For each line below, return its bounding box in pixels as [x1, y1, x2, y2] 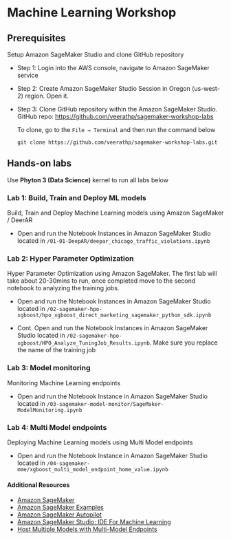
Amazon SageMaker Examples [16, 504, 104, 512]
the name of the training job [16, 346, 96, 354]
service [16, 71, 39, 79]
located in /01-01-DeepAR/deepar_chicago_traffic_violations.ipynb [16, 237, 210, 245]
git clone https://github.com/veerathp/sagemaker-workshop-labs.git [16, 139, 218, 146]
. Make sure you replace [149, 338, 218, 347]
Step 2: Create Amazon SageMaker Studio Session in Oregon [16, 85, 190, 92]
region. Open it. [25, 91, 69, 100]
